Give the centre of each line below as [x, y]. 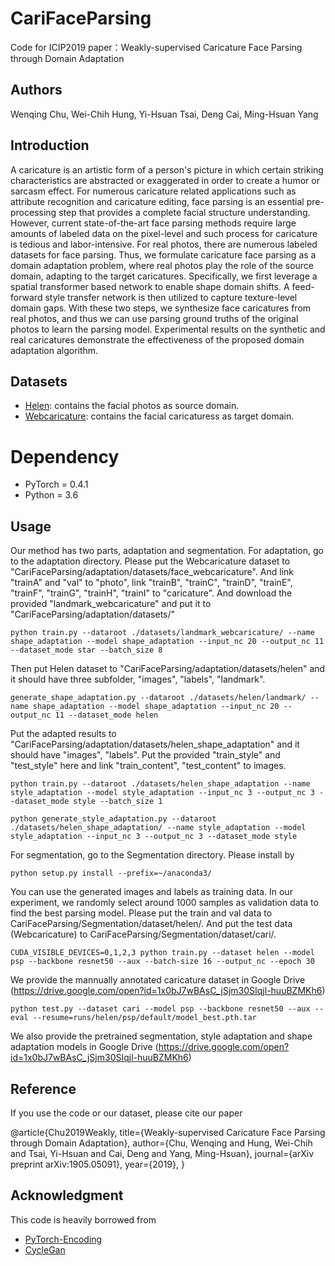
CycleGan [45, 1249]
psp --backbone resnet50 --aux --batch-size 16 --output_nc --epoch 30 [162, 962]
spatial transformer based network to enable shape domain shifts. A [150, 286]
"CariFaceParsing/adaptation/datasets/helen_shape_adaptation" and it [155, 744]
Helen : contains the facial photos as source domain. [132, 406]
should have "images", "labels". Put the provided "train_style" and [145, 755]
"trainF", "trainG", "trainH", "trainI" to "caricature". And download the [151, 593]
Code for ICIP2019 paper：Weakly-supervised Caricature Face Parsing [156, 47]
